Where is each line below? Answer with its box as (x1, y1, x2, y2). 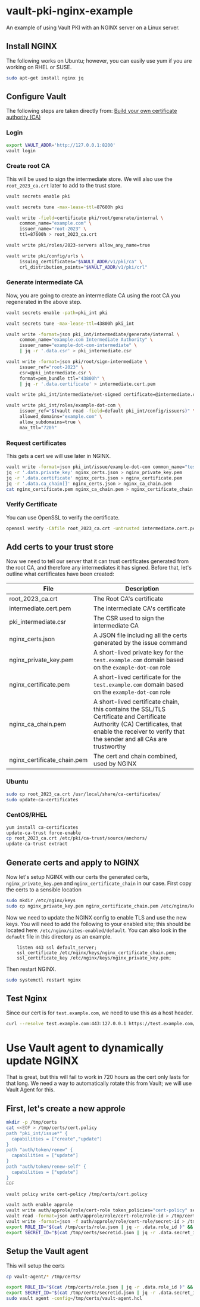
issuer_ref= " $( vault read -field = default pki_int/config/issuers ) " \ (19, 408, 196, 414)
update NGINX (6, 1054, 79, 1067)
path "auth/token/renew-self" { (6, 1164, 86, 1170)
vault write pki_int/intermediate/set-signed (6, 392, 121, 398)
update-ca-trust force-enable (6, 830, 82, 836)
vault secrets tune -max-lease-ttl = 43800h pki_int (6, 321, 135, 327)
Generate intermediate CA (6, 278, 83, 287)
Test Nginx (6, 994, 48, 1004)
